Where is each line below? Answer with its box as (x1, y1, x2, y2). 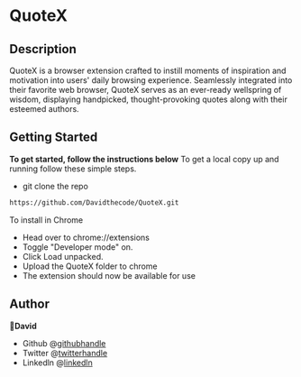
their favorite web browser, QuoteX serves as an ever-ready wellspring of (9, 85, 282, 95)
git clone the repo (22, 180, 88, 191)
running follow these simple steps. (9, 163, 137, 174)
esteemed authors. (9, 104, 79, 114)
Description (9, 41, 77, 57)
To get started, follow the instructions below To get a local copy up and (9, 153, 279, 164)
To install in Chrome (9, 214, 84, 225)
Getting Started (9, 130, 98, 145)
